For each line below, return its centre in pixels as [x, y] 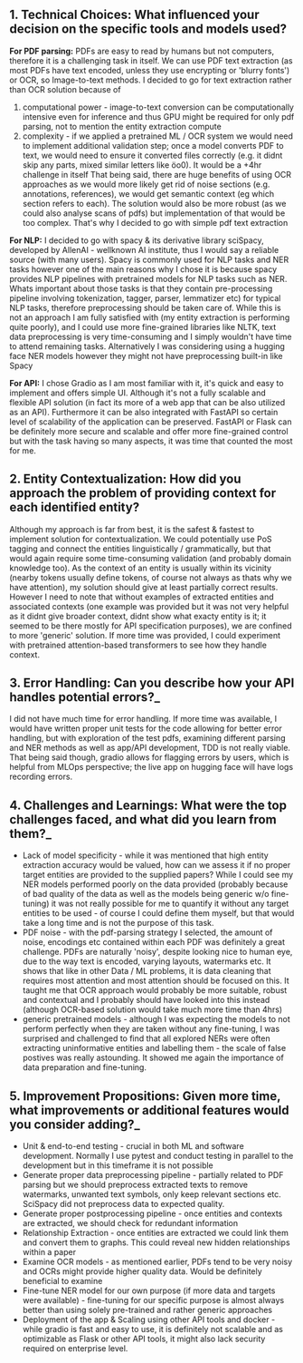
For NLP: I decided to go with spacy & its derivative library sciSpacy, [137, 240]
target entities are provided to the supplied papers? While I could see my [158, 875]
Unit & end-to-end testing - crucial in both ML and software [133, 1146]
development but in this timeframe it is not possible [118, 1165]
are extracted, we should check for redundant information [130, 1223]
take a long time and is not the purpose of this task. [118, 923]
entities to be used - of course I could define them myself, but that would [158, 913]
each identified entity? [75, 507]
